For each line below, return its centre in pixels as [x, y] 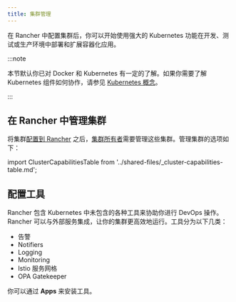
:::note [17, 59]
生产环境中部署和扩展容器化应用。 [70, 44]
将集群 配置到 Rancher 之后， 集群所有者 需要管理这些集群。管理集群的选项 [115, 139]
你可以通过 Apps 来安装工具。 [52, 291]
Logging [30, 252]
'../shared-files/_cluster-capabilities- [170, 162]
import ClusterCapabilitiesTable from [61, 162]
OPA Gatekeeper [42, 276]
